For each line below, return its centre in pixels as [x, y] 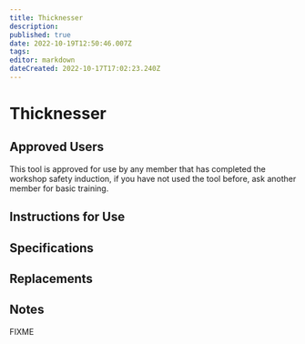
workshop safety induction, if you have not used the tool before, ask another [153, 178]
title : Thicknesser [46, 18]
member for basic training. [59, 188]
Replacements [51, 279]
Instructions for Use [67, 217]
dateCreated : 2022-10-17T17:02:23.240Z [85, 69]
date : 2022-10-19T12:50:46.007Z [71, 43]
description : [34, 26]
